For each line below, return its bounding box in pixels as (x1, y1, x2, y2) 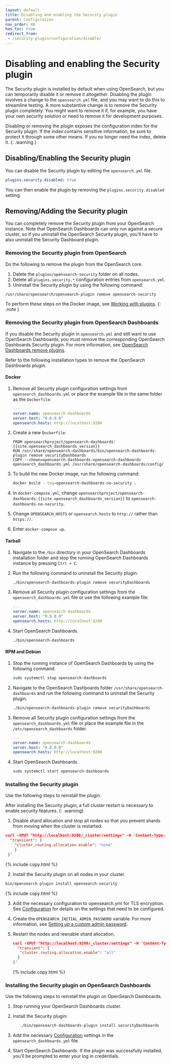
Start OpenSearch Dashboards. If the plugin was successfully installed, (12, 1048, 162, 1054)
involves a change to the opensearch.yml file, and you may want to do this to (5, 97, 165, 103)
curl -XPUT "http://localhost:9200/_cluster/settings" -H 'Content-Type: (5, 833, 166, 838)
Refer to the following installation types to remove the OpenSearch (5, 357, 145, 363)
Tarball (5, 538, 21, 544)
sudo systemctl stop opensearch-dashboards (12, 676, 107, 681)
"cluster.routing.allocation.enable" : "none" (14, 843, 113, 848)
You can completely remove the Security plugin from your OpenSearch (5, 220, 154, 226)
